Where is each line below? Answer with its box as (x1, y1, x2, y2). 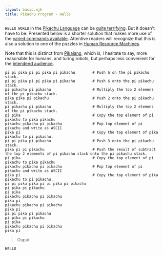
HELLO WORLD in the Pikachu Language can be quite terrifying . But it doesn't (5, 25, 155, 31)
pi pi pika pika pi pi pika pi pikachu (5, 181, 86, 186)
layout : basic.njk (5, 7, 42, 12)
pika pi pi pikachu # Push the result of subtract (5, 147, 156, 152)
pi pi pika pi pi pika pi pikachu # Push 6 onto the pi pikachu (5, 79, 154, 84)
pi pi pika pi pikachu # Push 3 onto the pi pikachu (5, 138, 154, 143)
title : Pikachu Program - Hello (5, 12, 71, 17)
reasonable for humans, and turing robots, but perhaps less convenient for (5, 55, 155, 61)
